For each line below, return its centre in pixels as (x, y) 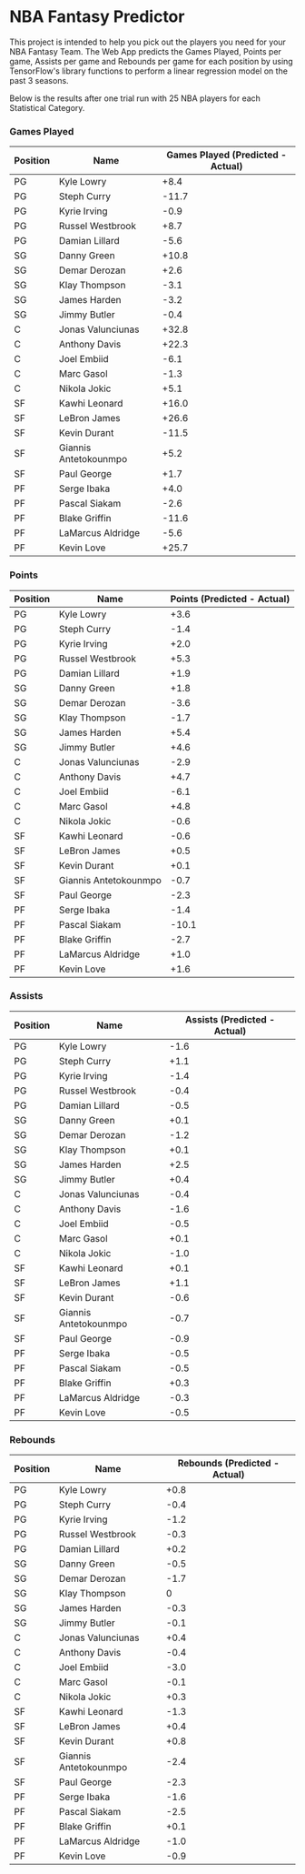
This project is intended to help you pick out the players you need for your (148, 42)
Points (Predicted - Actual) (230, 599)
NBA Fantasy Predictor (97, 17)
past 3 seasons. (39, 80)
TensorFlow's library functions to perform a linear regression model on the (149, 71)
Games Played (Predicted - (227, 155)
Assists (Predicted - (230, 1019)
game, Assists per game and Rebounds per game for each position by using (151, 61)
